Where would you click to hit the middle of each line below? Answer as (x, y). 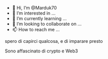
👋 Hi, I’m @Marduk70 (35, 8)
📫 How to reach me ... (36, 29)
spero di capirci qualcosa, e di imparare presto (54, 41)
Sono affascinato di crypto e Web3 (41, 51)
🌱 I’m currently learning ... (39, 18)
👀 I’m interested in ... (34, 13)
